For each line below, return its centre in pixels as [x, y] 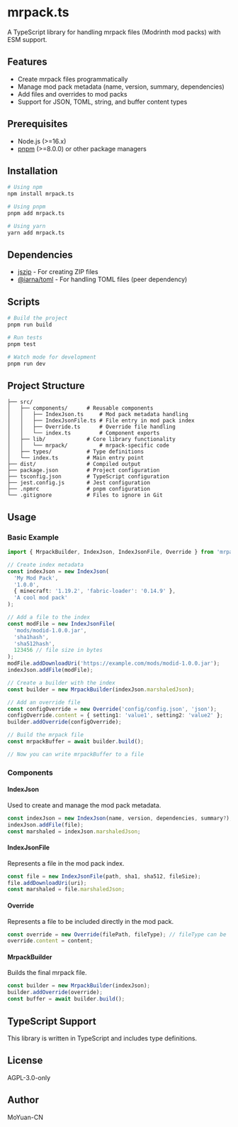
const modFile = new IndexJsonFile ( [61, 624]
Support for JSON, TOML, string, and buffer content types [102, 102]
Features [27, 62]
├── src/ [20, 402]
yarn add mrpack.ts [36, 233]
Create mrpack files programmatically [73, 79]
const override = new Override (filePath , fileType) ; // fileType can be [117, 935]
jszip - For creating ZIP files [58, 272]
